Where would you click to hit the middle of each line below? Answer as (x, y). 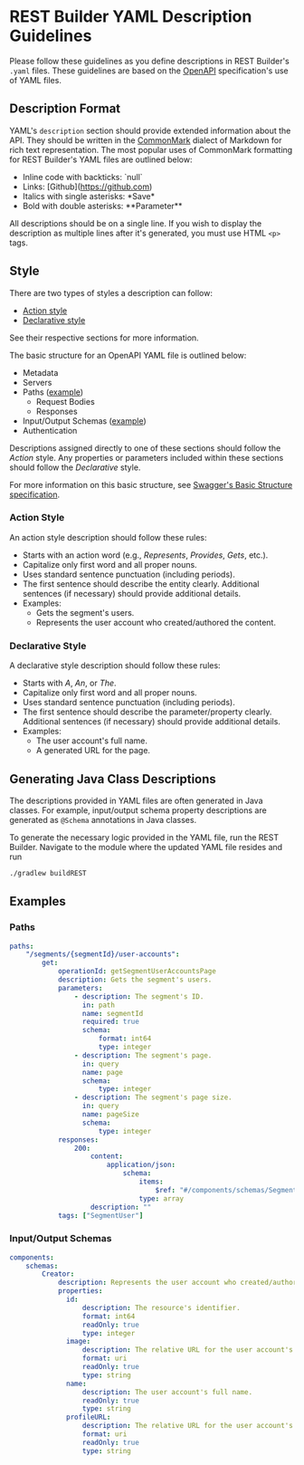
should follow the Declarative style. (75, 467)
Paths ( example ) (53, 392)
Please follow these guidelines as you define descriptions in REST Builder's (149, 61)
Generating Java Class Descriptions (113, 779)
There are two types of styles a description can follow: (111, 292)
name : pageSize (111, 1115)
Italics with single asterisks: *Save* (89, 196)
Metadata (40, 372)
